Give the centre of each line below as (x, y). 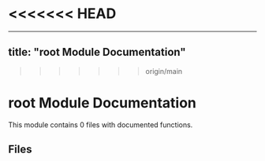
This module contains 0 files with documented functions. (101, 124)
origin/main (164, 71)
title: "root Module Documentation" (97, 52)
